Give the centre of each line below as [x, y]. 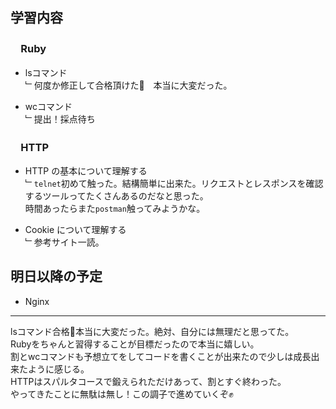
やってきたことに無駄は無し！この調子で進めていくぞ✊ [122, 394]
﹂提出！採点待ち [60, 119]
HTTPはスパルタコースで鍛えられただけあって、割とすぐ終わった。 [148, 381]
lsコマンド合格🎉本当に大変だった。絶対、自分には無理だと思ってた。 [152, 331]
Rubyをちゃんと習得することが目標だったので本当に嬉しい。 [135, 344]
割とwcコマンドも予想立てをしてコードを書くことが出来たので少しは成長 [161, 356]
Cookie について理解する [75, 229]
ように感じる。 [58, 369]
